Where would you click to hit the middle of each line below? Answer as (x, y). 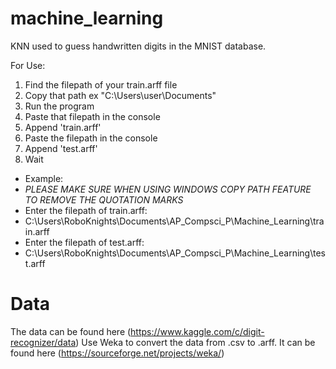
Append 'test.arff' (61, 148)
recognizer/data (43, 342)
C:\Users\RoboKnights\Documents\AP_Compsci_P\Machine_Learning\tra (174, 221)
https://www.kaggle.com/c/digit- (197, 331)
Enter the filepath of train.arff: (86, 210)
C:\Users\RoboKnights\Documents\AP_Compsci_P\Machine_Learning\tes (175, 253)
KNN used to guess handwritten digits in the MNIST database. (138, 46)
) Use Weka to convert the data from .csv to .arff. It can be (195, 342)
